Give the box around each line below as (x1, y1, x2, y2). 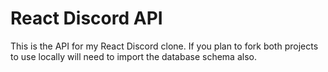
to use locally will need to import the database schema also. (10, 50, 257, 62)
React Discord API (10, 7, 163, 30)
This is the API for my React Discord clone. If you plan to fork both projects (10, 40, 319, 52)
